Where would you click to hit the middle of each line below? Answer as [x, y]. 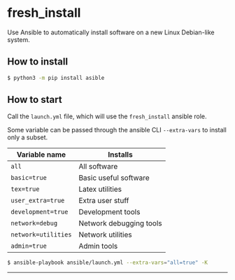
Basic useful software [114, 178]
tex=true [25, 189]
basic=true [29, 178]
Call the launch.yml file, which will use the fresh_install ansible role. [107, 116]
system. [19, 39]
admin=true [29, 246]
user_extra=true [38, 201]
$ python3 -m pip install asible [56, 78]
